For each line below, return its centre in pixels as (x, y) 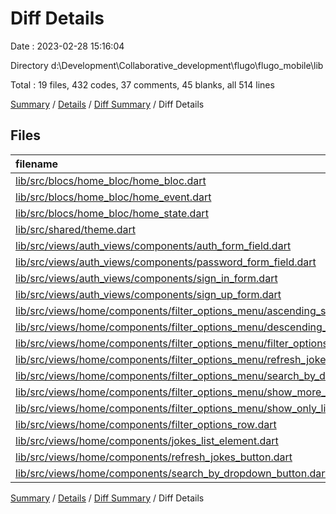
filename (37, 164)
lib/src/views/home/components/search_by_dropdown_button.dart (172, 473)
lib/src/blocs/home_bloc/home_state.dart (112, 213)
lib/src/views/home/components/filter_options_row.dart (146, 424)
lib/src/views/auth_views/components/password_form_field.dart (166, 262)
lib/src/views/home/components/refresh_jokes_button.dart (154, 457)
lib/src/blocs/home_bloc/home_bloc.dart (111, 180)
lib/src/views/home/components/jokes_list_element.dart (147, 440)
